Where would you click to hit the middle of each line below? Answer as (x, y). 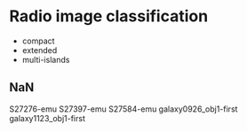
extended (40, 50)
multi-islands (46, 59)
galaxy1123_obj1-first (48, 118)
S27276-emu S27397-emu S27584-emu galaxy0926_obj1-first (123, 109)
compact (38, 41)
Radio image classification (109, 16)
